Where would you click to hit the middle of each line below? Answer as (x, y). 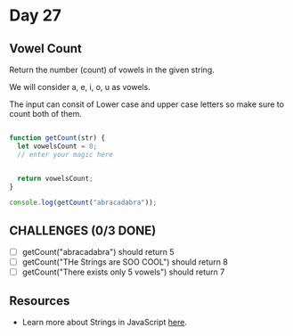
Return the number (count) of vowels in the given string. (112, 70)
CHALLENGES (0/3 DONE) (83, 230)
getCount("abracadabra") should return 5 (98, 252)
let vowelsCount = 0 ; (57, 146)
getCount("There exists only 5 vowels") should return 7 (123, 272)
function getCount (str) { (57, 138)
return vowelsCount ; (55, 178)
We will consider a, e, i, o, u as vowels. (80, 87)
